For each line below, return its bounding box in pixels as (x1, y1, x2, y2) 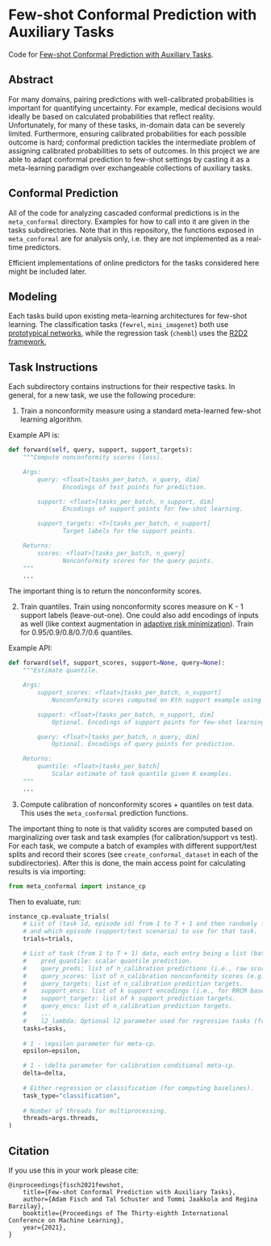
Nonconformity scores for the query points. (62, 556, 215, 564)
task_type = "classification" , (23, 1092, 121, 1100)
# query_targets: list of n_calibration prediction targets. (23, 980, 244, 988)
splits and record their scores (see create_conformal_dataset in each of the (8, 850, 259, 859)
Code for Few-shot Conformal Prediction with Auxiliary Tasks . (8, 49, 214, 59)
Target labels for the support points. (62, 527, 197, 535)
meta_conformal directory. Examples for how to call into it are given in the (8, 216, 250, 226)
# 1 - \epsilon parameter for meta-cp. (23, 1039, 157, 1047)
